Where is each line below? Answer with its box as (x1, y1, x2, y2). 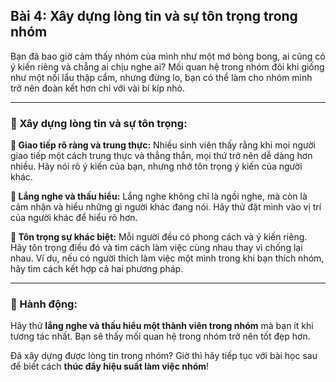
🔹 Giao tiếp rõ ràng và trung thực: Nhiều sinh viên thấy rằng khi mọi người (10, 139, 316, 151)
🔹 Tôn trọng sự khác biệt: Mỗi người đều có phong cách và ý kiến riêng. (10, 231, 308, 243)
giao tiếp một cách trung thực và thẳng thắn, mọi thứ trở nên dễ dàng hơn (10, 150, 313, 162)
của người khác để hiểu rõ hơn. (10, 212, 138, 224)
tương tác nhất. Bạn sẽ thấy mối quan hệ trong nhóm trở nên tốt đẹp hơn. (10, 330, 311, 343)
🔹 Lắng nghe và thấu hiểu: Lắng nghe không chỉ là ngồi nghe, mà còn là (10, 190, 308, 203)
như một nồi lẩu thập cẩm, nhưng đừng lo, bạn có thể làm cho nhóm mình (10, 71, 313, 83)
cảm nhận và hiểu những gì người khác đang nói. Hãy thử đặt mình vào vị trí (10, 201, 322, 213)
